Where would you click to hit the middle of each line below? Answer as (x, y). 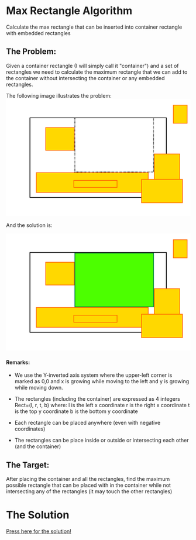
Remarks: (18, 362)
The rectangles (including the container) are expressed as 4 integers (97, 399)
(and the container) (38, 446)
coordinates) (30, 429)
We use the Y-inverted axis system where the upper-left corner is (93, 375)
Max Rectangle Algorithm (69, 11)
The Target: (28, 465)
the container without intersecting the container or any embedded (85, 78)
